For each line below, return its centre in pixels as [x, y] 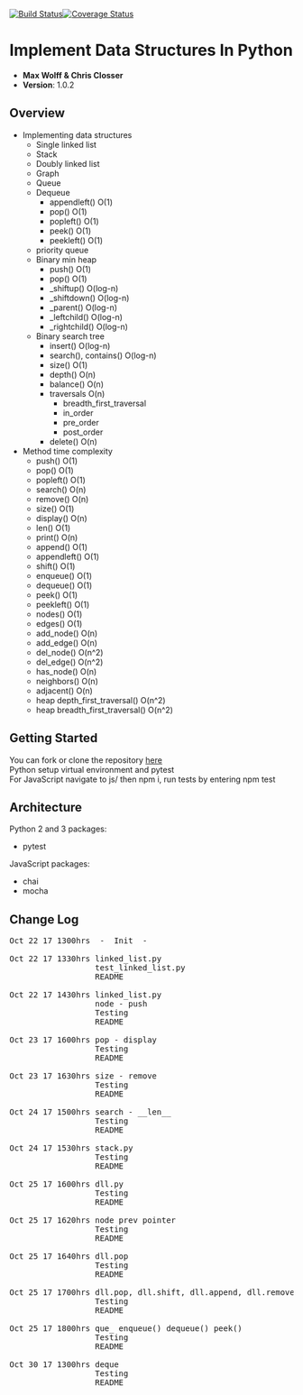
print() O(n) [57, 537]
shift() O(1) [55, 566]
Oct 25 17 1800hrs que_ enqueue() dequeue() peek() [126, 1329]
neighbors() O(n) [67, 681]
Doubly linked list [68, 163]
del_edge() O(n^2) [69, 662]
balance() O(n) [76, 384]
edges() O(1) [59, 623]
